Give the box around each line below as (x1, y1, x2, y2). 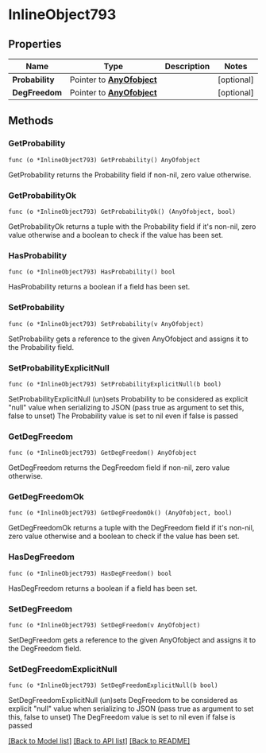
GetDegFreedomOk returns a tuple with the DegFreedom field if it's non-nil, (8, 523, 255, 533)
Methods (8, 114, 54, 128)
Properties (8, 37, 62, 51)
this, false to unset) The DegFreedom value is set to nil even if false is (8, 712, 236, 722)
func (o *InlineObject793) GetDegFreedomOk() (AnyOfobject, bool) (8, 509, 233, 518)
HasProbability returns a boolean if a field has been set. (8, 282, 191, 292)
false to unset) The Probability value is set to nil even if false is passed (8, 411, 238, 421)
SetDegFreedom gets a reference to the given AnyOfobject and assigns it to (8, 635, 256, 645)
